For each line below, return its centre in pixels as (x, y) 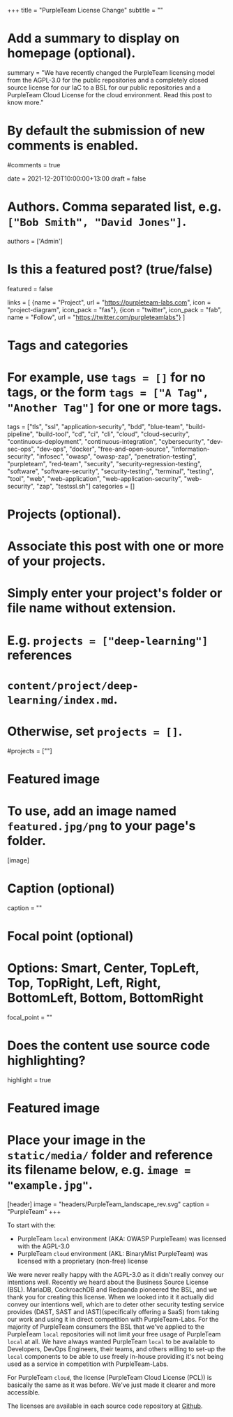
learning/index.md (60, 700)
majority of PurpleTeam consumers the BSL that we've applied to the (106, 1327)
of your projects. (57, 561)
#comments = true (34, 165)
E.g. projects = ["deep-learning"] (108, 640)
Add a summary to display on (93, 39)
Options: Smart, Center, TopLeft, (103, 968)
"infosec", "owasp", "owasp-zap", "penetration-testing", (116, 456)
